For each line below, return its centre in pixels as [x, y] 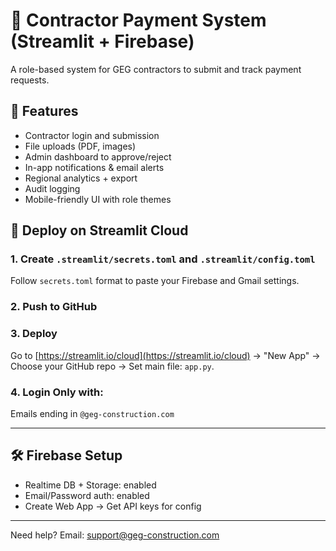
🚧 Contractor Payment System [138, 20]
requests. [30, 80]
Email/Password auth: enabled [87, 495]
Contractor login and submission [92, 135]
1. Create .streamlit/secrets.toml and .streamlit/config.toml [163, 259]
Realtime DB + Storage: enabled [90, 485]
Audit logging [52, 188]
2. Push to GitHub [54, 307]
